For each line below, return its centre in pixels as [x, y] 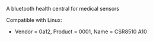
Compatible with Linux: [34, 20]
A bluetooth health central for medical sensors [63, 9]
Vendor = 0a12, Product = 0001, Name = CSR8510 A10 [81, 31]
